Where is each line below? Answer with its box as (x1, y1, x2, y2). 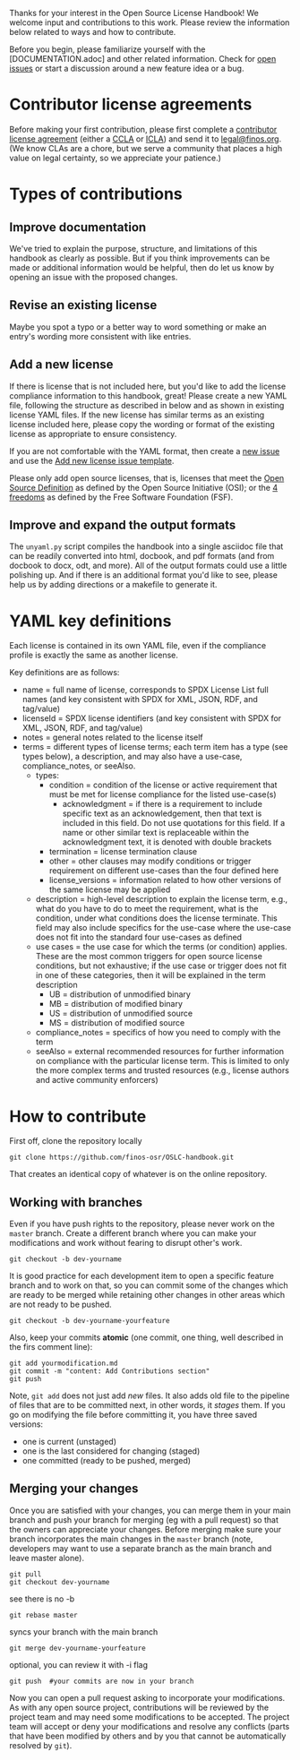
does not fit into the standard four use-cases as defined (35, 932, 243, 943)
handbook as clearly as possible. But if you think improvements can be (9, 253, 270, 263)
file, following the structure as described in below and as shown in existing (9, 399, 285, 410)
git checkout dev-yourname (9, 1577, 110, 1586)
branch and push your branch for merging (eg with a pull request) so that (9, 1514, 279, 1525)
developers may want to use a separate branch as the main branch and (9, 1542, 272, 1553)
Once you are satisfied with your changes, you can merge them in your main (9, 1505, 291, 1515)
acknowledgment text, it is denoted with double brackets (62, 837, 272, 847)
